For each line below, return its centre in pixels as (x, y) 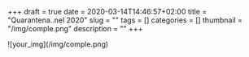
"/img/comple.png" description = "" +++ (75, 28)
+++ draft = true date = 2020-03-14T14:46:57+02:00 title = (107, 12)
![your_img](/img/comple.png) (58, 44)
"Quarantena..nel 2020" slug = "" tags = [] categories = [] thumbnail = (125, 20)
